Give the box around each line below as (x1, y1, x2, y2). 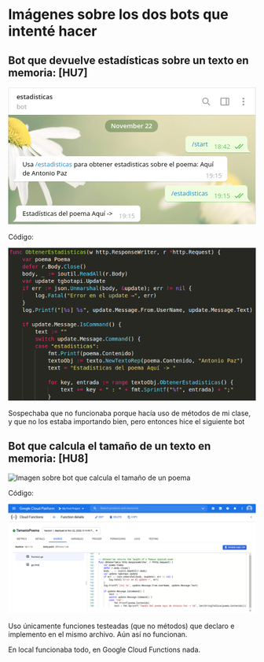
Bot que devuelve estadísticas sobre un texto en (8, 54, 249, 67)
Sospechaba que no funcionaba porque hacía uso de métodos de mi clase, (8, 408, 251, 418)
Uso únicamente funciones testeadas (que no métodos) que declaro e (8, 621, 235, 630)
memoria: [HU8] (8, 452, 89, 466)
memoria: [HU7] (8, 65, 88, 80)
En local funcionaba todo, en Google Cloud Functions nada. (8, 645, 201, 654)
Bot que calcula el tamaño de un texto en (8, 440, 211, 453)
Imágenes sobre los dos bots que (8, 6, 229, 24)
